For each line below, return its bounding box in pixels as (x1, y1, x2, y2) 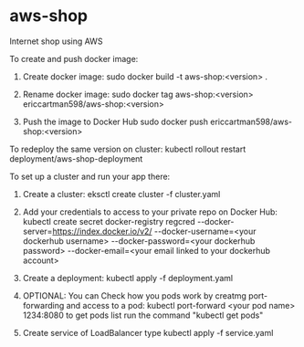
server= (22, 226, 53, 237)
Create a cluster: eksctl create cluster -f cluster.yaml (22, 188, 221, 199)
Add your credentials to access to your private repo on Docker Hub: (22, 206, 278, 217)
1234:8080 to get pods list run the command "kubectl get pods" (22, 310, 264, 321)
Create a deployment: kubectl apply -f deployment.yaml (22, 272, 234, 283)
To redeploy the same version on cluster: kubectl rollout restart (9, 143, 246, 154)
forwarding (22, 300, 65, 310)
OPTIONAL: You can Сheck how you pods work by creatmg (22, 289, 246, 301)
